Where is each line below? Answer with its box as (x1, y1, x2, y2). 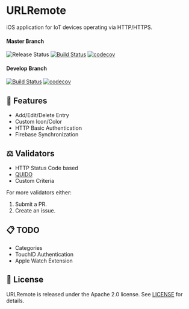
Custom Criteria (14, 177, 55, 184)
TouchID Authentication (14, 250, 74, 258)
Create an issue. (14, 206, 56, 214)
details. (6, 297, 25, 304)
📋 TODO (6, 225, 40, 235)
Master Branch (6, 37, 44, 45)
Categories (14, 244, 43, 251)
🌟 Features (6, 95, 48, 106)
